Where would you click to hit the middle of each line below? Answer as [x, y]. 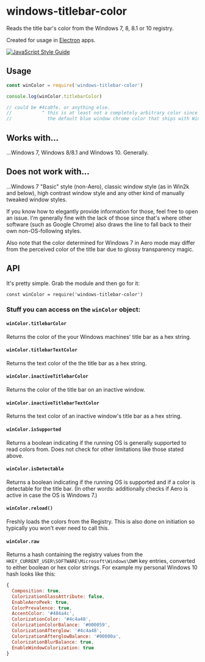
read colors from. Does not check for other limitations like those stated [95, 449]
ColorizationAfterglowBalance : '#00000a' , [67, 636]
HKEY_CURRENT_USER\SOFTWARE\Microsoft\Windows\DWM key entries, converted [101, 561]
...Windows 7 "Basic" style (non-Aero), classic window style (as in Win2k [98, 186]
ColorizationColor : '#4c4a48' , [52, 619]
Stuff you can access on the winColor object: [74, 310]
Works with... [33, 138]
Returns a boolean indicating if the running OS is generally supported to [96, 442]
